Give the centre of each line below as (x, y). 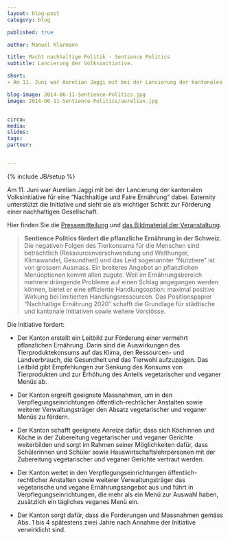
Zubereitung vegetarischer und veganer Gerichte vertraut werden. (111, 459)
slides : (18, 132)
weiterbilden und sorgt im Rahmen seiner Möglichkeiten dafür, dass (112, 444)
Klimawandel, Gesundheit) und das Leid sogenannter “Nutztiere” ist (119, 260)
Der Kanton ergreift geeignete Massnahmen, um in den (95, 395)
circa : (16, 119)
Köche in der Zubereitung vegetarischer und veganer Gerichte (105, 437)
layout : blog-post (33, 13)
